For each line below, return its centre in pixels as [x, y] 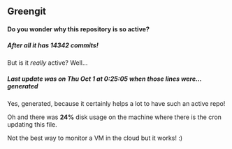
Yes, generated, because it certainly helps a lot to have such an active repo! [116, 103]
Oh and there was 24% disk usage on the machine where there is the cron [115, 117]
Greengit [27, 11]
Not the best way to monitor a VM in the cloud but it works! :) [95, 138]
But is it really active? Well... [48, 63]
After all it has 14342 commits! [53, 45]
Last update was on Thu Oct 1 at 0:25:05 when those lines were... [104, 79]
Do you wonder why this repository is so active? [79, 29]
